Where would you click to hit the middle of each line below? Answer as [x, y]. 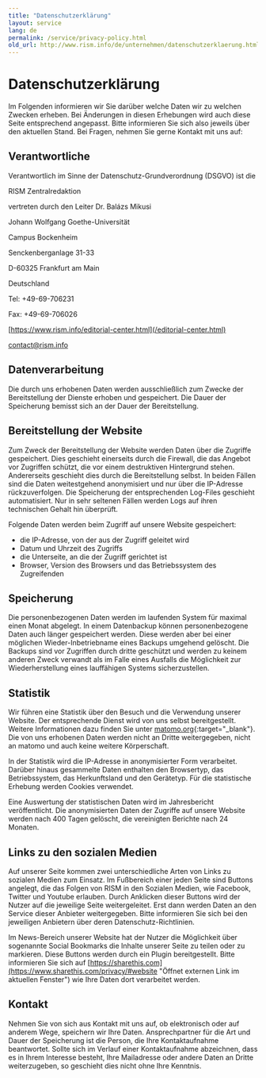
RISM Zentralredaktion [45, 191]
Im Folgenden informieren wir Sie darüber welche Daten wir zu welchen [125, 106]
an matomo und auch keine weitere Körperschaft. [89, 746]
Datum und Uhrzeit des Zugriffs [71, 548]
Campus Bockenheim [43, 237]
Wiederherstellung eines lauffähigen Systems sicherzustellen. [109, 668]
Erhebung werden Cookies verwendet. [71, 787]
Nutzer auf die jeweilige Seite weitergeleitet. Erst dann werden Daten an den [133, 905]
